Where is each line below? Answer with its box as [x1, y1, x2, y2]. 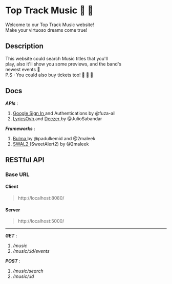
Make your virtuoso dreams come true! [5, 27, 88, 33]
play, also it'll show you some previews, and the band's [5, 61, 122, 67]
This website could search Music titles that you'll [5, 55, 109, 61]
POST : [5, 258, 20, 264]
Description [5, 42, 44, 51]
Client [5, 184, 19, 190]
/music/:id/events [12, 248, 50, 254]
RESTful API [5, 156, 45, 164]
